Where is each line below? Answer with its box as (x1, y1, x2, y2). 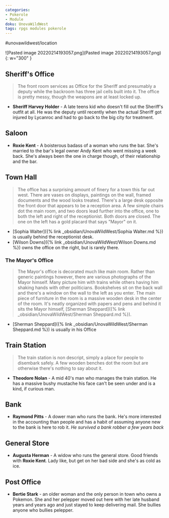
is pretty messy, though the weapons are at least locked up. (17, 94, 142, 100)
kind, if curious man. (12, 385, 55, 391)
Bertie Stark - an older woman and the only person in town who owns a (12, 491, 161, 497)
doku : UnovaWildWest (5, 21, 49, 27)
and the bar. (12, 158, 38, 164)
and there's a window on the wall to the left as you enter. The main (17, 290, 156, 296)
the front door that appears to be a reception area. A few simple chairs (17, 202, 164, 208)
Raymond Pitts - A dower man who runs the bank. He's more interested (12, 414, 162, 420)
